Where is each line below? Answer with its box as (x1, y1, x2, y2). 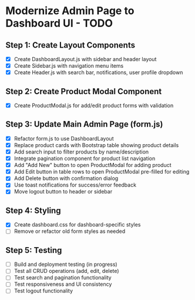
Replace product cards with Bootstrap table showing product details (14, 141, 179, 148)
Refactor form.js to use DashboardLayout (14, 135, 114, 142)
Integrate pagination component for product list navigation (14, 155, 156, 162)
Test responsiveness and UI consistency (14, 281, 112, 288)
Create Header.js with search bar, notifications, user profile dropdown (14, 69, 183, 76)
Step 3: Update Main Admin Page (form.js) (5, 119, 163, 129)
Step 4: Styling (5, 205, 61, 215)
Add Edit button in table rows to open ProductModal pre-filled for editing (14, 168, 190, 175)
